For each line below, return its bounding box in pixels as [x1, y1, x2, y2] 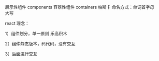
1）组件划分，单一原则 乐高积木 [5, 31, 68, 36]
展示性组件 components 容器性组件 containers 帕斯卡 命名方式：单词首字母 [5, 4, 155, 10]
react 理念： [5, 21, 29, 26]
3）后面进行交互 [5, 51, 38, 57]
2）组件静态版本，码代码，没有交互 [5, 41, 76, 47]
